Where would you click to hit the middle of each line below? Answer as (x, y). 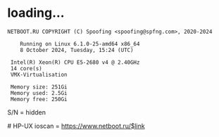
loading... (36, 13)
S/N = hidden (26, 112)
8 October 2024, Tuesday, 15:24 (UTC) (77, 50)
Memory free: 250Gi (39, 99)
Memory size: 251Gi (39, 87)
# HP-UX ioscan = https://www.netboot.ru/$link (76, 126)
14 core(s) (26, 68)
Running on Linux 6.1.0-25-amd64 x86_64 (80, 44)
